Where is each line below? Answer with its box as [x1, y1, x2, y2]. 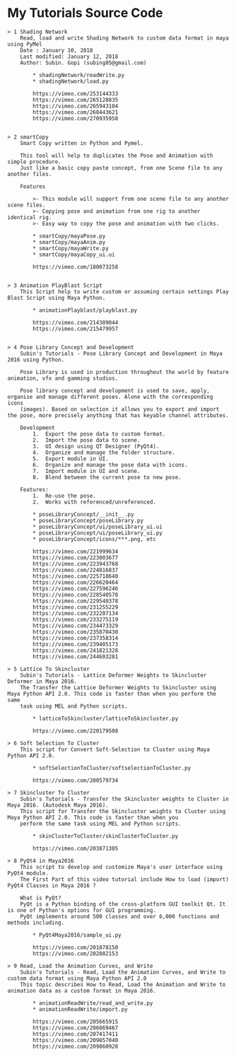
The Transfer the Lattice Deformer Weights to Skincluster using [20, 684, 217, 691]
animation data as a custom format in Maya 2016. [7, 987, 157, 994]
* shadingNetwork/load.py [33, 78, 110, 85]
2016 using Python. [7, 356, 65, 363]
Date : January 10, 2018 [20, 47, 93, 54]
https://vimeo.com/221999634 [33, 548, 119, 555]
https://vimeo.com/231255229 [33, 603, 119, 611]
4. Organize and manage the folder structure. [33, 449, 175, 456]
